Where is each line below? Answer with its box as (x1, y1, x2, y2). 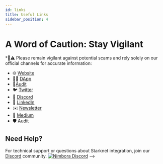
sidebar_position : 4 (5, 17, 49, 22)
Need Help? (5, 134, 43, 143)
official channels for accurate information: (5, 60, 92, 66)
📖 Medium (12, 112, 34, 118)
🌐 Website (12, 70, 35, 76)
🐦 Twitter (12, 87, 34, 93)
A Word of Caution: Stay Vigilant (5, 38, 143, 50)
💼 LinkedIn (12, 99, 35, 106)
